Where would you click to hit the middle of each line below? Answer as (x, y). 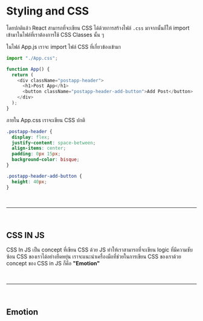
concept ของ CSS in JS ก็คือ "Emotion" (53, 264)
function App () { (28, 69)
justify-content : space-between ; (54, 143)
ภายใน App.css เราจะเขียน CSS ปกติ (46, 120)
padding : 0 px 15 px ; (36, 154)
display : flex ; (31, 137)
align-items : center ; (39, 148)
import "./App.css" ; (32, 58)
